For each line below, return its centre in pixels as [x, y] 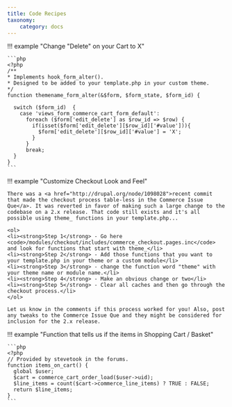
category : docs [42, 26]
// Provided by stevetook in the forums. [68, 359]
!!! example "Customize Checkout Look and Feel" [77, 181]
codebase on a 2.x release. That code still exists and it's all [103, 213]
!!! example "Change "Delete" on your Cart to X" [76, 47]
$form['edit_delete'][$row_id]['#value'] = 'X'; [110, 132]
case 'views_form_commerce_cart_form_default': [90, 114]
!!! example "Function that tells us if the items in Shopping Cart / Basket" [110, 335]
